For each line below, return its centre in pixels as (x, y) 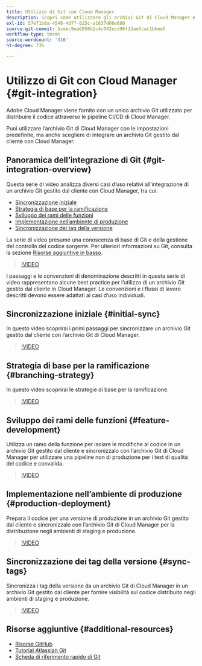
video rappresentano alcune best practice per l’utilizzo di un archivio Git (96, 282)
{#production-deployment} (59, 504)
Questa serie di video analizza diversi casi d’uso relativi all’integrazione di (97, 184)
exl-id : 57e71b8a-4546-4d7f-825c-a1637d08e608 (66, 23)
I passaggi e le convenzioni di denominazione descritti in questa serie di (96, 276)
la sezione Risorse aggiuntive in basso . (55, 252)
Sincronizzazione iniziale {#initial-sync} (83, 314)
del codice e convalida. (35, 464)
